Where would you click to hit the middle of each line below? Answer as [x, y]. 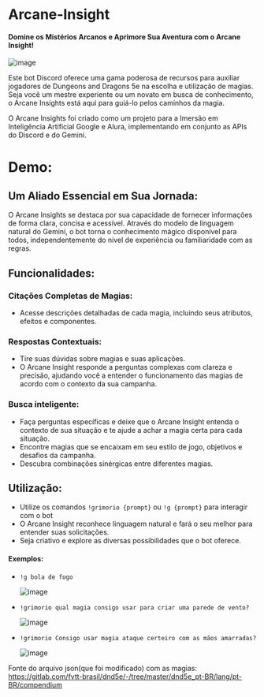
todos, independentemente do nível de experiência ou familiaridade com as [130, 240]
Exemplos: [26, 559]
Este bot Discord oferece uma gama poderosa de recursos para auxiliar [124, 78]
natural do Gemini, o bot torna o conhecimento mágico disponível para [123, 232]
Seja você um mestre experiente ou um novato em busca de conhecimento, [131, 95]
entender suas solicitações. [64, 532]
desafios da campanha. [58, 455]
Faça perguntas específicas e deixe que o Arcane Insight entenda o [129, 421]
